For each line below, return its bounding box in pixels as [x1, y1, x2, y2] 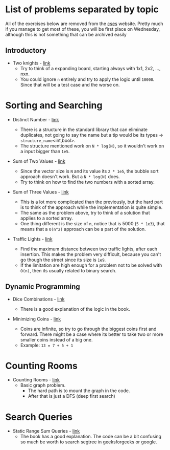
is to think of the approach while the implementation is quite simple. [20, 204, 163, 210]
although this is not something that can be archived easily [5, 31, 127, 37]
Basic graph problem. [20, 382, 66, 389]
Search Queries [5, 411, 73, 423]
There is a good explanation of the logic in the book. [20, 306, 130, 312]
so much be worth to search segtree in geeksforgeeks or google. [20, 439, 157, 445]
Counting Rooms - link [12, 377, 60, 383]
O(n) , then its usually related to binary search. [20, 267, 116, 273]
